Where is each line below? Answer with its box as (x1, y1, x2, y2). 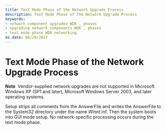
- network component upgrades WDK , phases (5, 21, 97, 26)
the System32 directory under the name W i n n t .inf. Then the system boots (5, 109, 157, 115)
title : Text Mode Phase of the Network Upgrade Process (5, 7, 124, 12)
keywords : (5, 16, 26, 21)
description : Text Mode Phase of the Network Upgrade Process (5, 12, 137, 17)
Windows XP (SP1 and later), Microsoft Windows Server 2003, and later (5, 88, 152, 94)
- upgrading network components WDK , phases (5, 26, 101, 31)
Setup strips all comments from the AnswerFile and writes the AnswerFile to (5, 103, 161, 109)
